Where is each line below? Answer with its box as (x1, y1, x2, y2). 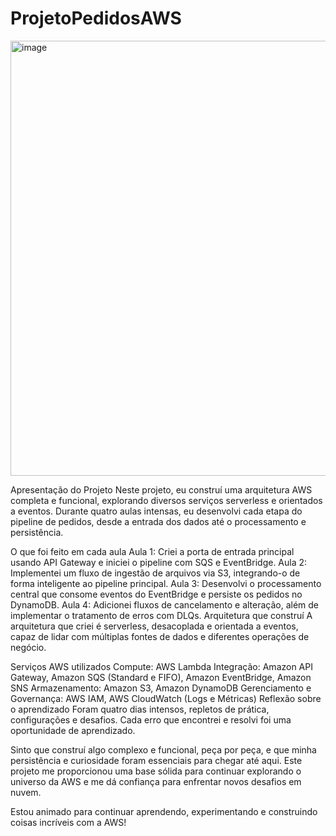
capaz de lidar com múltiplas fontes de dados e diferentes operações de (10, 630, 310, 642)
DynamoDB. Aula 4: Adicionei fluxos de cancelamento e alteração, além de (10, 598, 320, 611)
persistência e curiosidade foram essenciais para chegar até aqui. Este (10, 754, 303, 766)
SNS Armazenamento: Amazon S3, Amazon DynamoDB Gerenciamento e (10, 682, 312, 694)
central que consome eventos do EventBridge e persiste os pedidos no (10, 588, 303, 600)
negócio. (10, 641, 47, 653)
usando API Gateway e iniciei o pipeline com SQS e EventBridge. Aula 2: (10, 556, 308, 568)
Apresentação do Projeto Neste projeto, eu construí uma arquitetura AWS (10, 483, 313, 496)
